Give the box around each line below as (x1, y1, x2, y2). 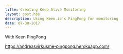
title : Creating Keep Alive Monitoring (5, 7, 86, 12)
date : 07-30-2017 (5, 20, 40, 26)
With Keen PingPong (5, 34, 46, 40)
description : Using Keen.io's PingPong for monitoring (5, 16, 119, 21)
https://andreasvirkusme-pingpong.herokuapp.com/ (5, 43, 110, 49)
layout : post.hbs (5, 12, 40, 17)
